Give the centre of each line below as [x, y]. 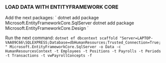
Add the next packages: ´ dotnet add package [52, 18]
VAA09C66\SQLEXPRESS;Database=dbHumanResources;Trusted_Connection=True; [83, 43]
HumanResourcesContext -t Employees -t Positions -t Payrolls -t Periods [83, 51]
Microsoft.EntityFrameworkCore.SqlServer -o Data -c [65, 47]
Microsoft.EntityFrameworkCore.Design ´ [47, 28]
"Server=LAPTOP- [136, 38]
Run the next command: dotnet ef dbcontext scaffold [61, 38]
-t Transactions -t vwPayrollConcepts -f [49, 56]
